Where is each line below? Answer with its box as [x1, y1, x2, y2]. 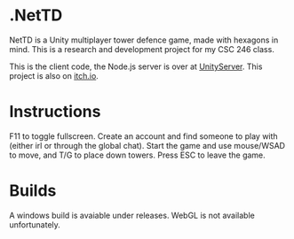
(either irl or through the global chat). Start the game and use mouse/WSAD [9, 140, 286, 150]
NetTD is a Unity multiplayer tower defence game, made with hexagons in [9, 35, 279, 45]
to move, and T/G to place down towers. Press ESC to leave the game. [9, 150, 266, 160]
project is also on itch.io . [9, 70, 99, 81]
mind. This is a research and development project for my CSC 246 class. [9, 43, 275, 54]
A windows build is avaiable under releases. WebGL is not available [9, 210, 255, 220]
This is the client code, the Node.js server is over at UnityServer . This [9, 61, 263, 72]
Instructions [9, 102, 101, 122]
